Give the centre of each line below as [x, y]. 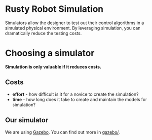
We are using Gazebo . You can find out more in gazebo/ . [62, 132]
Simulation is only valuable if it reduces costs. [53, 67]
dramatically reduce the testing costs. [43, 33]
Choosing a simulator [50, 53]
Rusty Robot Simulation [54, 9]
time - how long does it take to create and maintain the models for [79, 99]
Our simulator [27, 120]
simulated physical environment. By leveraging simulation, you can [73, 28]
